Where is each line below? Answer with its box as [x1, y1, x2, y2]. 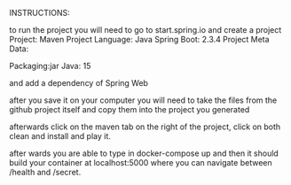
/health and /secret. [9, 167, 82, 177]
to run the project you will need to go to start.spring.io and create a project [9, 25, 282, 35]
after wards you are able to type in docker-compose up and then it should [9, 148, 279, 158]
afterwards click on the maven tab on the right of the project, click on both [9, 121, 281, 132]
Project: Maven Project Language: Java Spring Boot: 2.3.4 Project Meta [9, 35, 270, 44]
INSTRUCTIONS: [9, 8, 70, 18]
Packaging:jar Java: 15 [9, 61, 91, 71]
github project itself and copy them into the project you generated [9, 104, 250, 114]
